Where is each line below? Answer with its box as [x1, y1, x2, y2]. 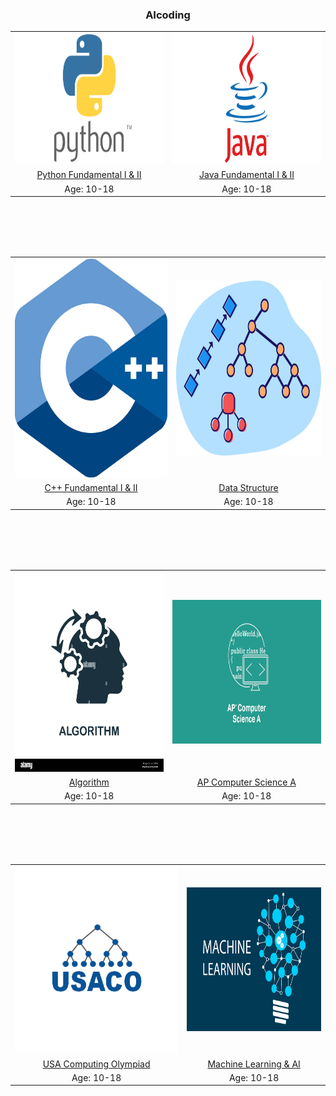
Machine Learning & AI [207, 1058, 301, 1070]
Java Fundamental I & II [198, 169, 295, 181]
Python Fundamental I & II [36, 169, 142, 181]
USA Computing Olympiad [42, 1058, 151, 1070]
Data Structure [218, 482, 279, 494]
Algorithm [68, 776, 110, 788]
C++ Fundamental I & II [44, 482, 138, 494]
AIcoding [145, 8, 191, 22]
